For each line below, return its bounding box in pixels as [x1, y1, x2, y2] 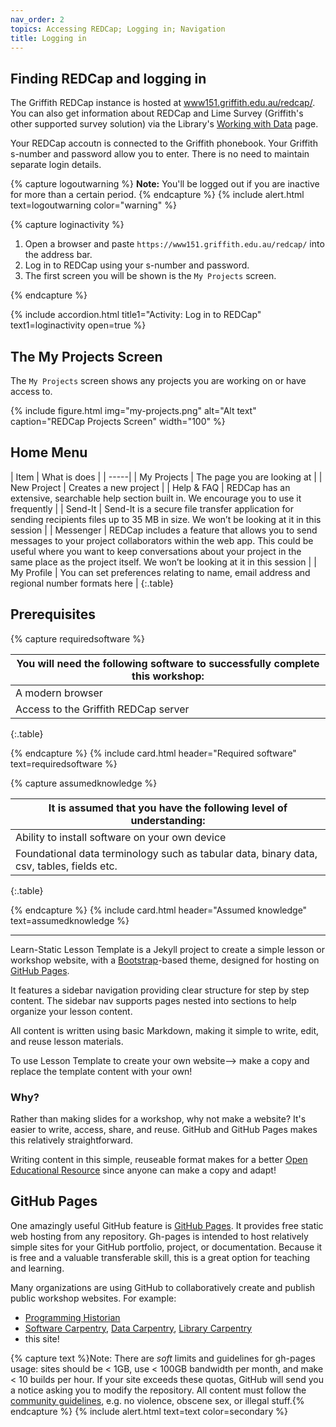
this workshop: [131, 669, 205, 683]
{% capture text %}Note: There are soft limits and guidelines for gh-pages [10, 1352, 316, 1364]
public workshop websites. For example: [10, 1292, 177, 1304]
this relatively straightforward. [10, 1134, 134, 1146]
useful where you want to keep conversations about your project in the [10, 545, 302, 557]
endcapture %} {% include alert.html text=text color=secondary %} [10, 1405, 288, 1417]
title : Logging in [10, 33, 87, 43]
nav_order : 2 [10, 14, 65, 25]
